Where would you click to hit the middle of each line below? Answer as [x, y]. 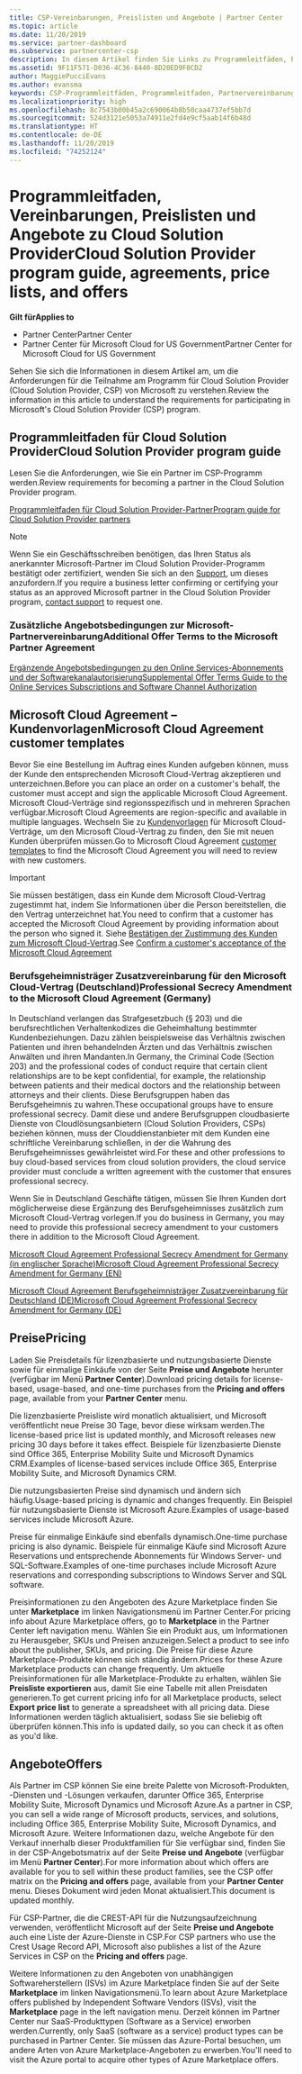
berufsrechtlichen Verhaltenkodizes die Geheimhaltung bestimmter [133, 1028]
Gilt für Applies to [42, 317]
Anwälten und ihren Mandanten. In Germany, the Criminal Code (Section [142, 1056]
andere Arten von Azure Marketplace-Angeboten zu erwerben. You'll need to [151, 2051]
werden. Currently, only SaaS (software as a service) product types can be [147, 2031]
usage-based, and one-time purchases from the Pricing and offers [161, 1389]
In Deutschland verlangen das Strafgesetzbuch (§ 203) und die [126, 1018]
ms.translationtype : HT [54, 127]
